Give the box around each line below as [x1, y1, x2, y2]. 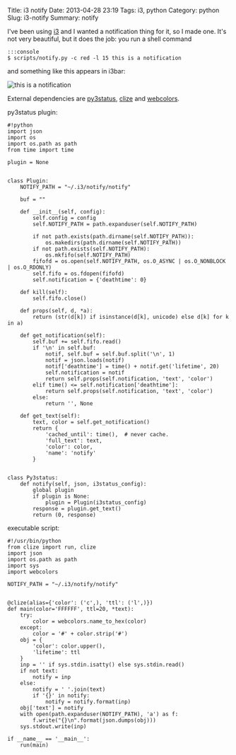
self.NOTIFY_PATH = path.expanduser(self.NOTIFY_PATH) [33, 221, 198, 228]
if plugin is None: [33, 493, 90, 500]
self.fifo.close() [33, 295, 87, 302]
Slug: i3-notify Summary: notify [7, 13, 99, 22]
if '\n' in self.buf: [33, 344, 97, 351]
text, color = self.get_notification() [33, 419, 151, 426]
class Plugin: [7, 177, 49, 185]
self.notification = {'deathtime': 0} [33, 276, 147, 283]
